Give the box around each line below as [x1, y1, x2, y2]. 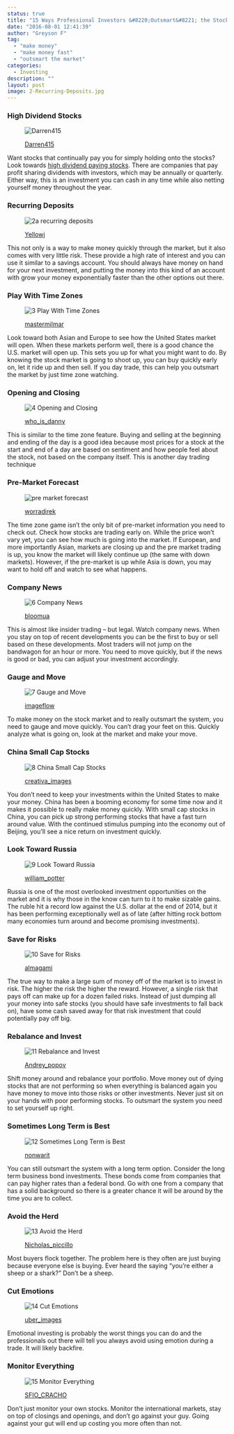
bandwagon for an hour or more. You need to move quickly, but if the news [7, 647, 223, 656]
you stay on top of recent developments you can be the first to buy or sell [7, 632, 218, 641]
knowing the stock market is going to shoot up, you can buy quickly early [7, 356, 217, 364]
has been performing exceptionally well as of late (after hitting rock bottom [7, 909, 221, 918]
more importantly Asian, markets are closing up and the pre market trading [7, 543, 221, 551]
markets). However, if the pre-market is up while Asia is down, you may [7, 557, 212, 566]
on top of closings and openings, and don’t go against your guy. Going [7, 1412, 210, 1420]
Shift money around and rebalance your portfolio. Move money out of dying [7, 1074, 224, 1083]
